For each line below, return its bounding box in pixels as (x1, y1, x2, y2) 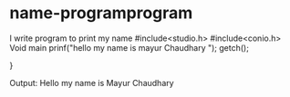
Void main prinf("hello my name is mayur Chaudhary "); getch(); (9, 42, 249, 53)
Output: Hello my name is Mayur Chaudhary (9, 77, 175, 88)
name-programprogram (9, 3, 193, 24)
